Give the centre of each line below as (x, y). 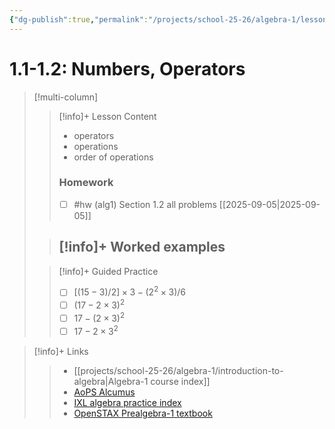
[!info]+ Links (61, 351)
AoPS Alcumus (104, 392)
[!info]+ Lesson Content (107, 116)
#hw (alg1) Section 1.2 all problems (145, 204)
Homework (86, 183)
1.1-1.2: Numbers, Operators (127, 68)
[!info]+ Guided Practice (108, 271)
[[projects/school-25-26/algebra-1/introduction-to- (178, 370)
